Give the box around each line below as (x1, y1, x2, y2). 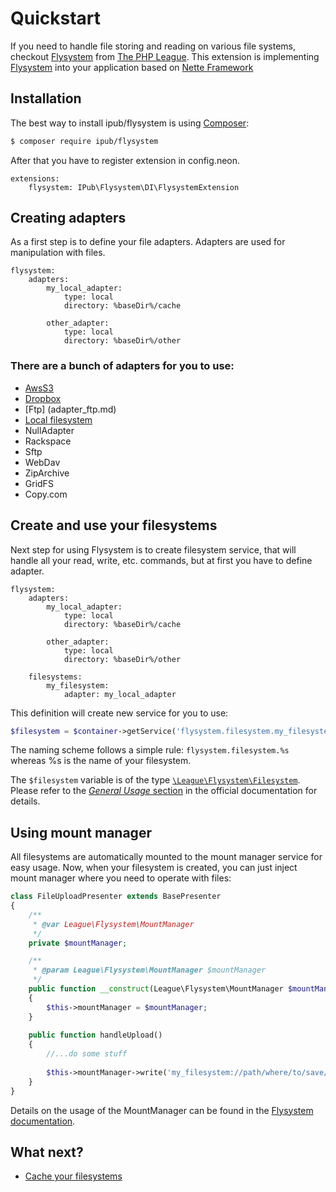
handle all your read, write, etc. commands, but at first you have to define (10, 554, 313, 566)
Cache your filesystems (24, 1170, 123, 1182)
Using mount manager (10, 824, 152, 841)
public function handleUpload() (28, 1030, 163, 1041)
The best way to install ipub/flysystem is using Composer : (10, 117, 250, 129)
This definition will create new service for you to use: (10, 707, 229, 719)
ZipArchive (24, 467, 70, 479)
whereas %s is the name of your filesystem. (10, 755, 192, 767)
